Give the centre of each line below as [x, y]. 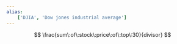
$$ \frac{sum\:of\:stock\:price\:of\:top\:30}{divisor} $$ [103, 34]
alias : [15, 12]
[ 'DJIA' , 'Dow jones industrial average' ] [72, 17]
